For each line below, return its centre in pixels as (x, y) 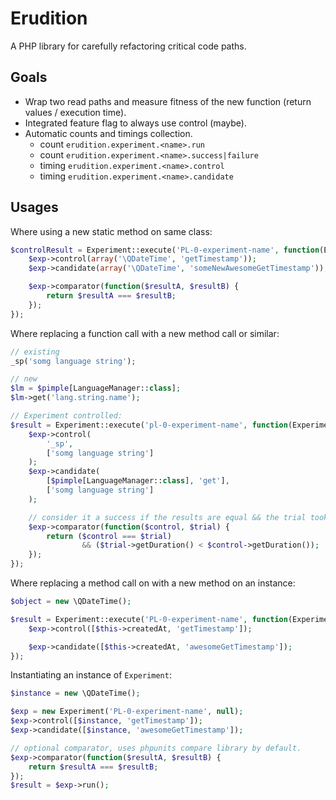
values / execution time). (75, 112)
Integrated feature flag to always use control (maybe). (135, 123)
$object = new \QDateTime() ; (71, 602)
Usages (34, 207)
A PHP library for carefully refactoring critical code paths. (128, 46)
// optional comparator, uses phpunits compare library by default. (156, 748)
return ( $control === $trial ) (109, 536)
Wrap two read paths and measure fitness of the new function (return (168, 101)
